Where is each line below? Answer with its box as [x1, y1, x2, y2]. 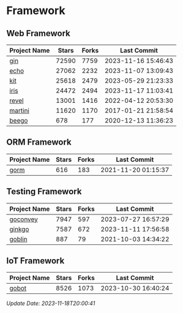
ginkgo [9, 225, 29, 233]
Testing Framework [6, 186, 82, 197]
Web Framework [6, 28, 70, 39]
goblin [9, 235, 28, 243]
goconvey [9, 215, 39, 224]
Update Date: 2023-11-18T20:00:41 [6, 300, 95, 307]
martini [9, 107, 29, 115]
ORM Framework [6, 137, 72, 148]
